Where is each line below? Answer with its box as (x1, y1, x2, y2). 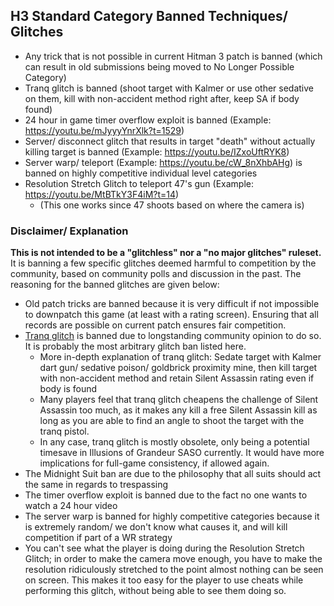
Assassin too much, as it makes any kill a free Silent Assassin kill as (39, 404, 318, 416)
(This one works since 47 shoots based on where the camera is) (39, 199, 305, 211)
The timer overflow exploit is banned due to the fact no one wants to (24, 489, 308, 501)
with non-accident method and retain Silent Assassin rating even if (39, 372, 315, 384)
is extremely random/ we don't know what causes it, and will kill (24, 521, 288, 533)
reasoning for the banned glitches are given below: (10, 279, 220, 291)
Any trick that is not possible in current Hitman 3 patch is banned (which (24, 50, 323, 62)
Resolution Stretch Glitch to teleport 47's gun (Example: (24, 177, 255, 189)
